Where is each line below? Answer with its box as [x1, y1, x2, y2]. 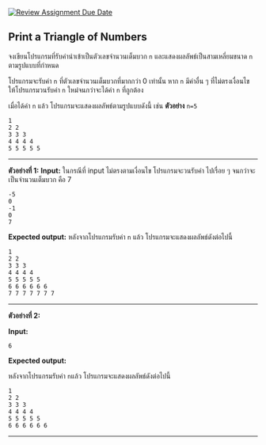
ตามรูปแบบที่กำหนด [8, 60, 59, 70]
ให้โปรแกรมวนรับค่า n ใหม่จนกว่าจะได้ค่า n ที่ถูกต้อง [8, 85, 144, 94]
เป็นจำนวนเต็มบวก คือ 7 [8, 174, 72, 184]
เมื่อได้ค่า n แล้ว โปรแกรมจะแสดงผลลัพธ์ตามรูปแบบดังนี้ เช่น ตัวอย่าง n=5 [8, 101, 198, 110]
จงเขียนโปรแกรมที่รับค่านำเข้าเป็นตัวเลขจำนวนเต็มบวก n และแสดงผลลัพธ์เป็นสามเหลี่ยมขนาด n [8, 51, 253, 61]
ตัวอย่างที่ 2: [8, 310, 41, 320]
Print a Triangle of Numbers [8, 30, 148, 44]
